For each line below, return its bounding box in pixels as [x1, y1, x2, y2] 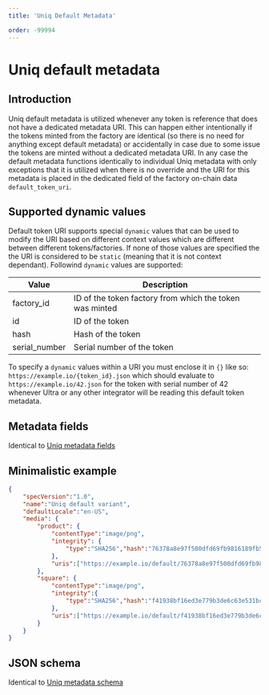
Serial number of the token [73, 342, 174, 353]
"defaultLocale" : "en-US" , [22, 508, 110, 516]
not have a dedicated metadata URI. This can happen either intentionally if [8, 122, 253, 132]
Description [143, 279, 188, 291]
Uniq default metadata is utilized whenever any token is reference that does [8, 114, 258, 123]
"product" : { [37, 522, 81, 531]
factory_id [12, 298, 50, 309]
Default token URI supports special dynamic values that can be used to [8, 226, 239, 236]
